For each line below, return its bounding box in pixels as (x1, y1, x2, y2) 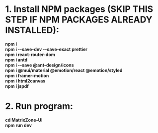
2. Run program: (5, 101, 74, 112)
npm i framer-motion (5, 72, 49, 78)
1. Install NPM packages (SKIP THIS (5, 3, 154, 15)
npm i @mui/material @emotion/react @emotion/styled (5, 67, 123, 73)
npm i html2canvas (5, 78, 46, 84)
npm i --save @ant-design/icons (5, 62, 74, 68)
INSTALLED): (5, 25, 60, 36)
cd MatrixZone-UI (5, 117, 43, 123)
